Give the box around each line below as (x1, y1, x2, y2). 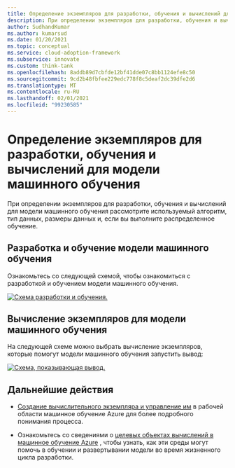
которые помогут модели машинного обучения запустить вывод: (7, 350, 204, 358)
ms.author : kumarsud (7, 29, 68, 37)
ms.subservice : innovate (7, 56, 80, 63)
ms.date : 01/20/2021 (7, 36, 68, 43)
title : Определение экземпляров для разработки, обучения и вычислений (7, 10, 220, 18)
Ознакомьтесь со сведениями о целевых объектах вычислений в (17, 431, 214, 439)
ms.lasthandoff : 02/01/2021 (7, 95, 90, 102)
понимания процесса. (17, 418, 84, 426)
